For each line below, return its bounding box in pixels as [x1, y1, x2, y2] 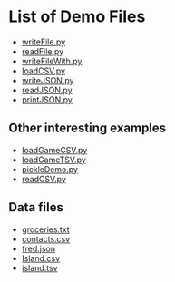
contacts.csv [21, 233, 71, 244]
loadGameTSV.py [21, 154, 87, 165]
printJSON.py [21, 93, 73, 105]
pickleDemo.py [21, 163, 79, 174]
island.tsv [21, 262, 58, 273]
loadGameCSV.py [21, 144, 88, 155]
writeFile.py [21, 36, 66, 47]
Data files [8, 199, 64, 215]
